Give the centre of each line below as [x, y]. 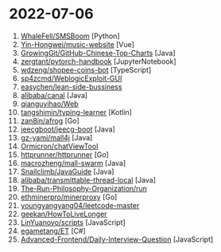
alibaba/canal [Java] [54, 95]
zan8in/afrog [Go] [50, 120]
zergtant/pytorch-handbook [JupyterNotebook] [98, 61]
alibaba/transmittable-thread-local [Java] [88, 179]
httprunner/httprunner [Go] [65, 154]
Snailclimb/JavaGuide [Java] [67, 171]
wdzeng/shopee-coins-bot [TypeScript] [86, 69]
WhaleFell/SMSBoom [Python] [70, 36]
